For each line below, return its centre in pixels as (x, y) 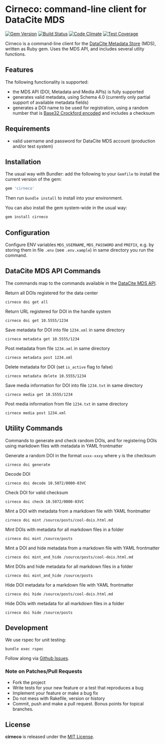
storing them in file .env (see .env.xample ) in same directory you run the (79, 250)
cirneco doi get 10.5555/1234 (37, 320)
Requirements (28, 129)
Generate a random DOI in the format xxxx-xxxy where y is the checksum (80, 455)
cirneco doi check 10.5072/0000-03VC (45, 502)
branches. (23, 709)
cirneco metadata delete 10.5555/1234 (46, 376)
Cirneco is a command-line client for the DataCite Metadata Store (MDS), (81, 43)
